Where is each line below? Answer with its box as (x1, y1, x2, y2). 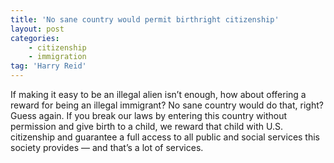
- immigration (28, 52, 87, 62)
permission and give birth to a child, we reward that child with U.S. (10, 121, 283, 132)
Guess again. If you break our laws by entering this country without (10, 110, 288, 121)
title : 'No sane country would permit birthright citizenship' (10, 14, 280, 25)
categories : (10, 33, 60, 43)
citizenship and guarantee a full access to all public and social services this (10, 131, 321, 143)
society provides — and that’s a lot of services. (10, 142, 204, 153)
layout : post (10, 24, 65, 34)
